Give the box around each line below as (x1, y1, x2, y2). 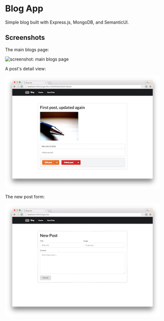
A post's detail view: (5, 65, 46, 71)
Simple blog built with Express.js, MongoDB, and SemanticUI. (5, 19, 129, 25)
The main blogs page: (5, 46, 49, 52)
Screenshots (5, 33, 45, 42)
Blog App (5, 3, 43, 14)
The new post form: (5, 193, 45, 199)
